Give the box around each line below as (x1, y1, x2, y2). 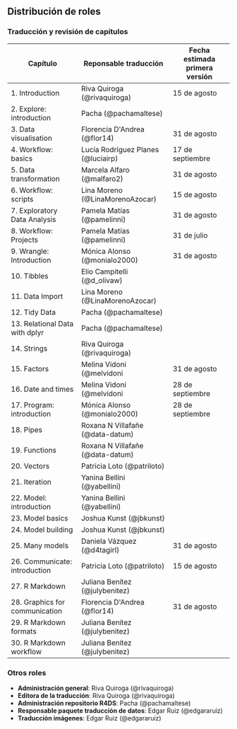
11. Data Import (11, 291, 63, 301)
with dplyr (11, 327, 44, 337)
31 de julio (172, 230, 208, 240)
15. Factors (11, 363, 49, 373)
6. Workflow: (11, 185, 54, 195)
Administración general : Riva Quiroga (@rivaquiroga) (17, 684, 174, 692)
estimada (183, 54, 216, 64)
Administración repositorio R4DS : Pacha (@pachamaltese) (17, 699, 191, 707)
